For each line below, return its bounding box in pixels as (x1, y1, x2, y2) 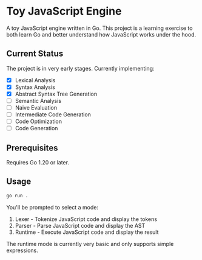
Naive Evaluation (15, 104, 58, 111)
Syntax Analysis (15, 83, 56, 91)
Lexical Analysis (15, 76, 56, 83)
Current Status (6, 49, 64, 59)
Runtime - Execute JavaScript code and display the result (15, 228, 159, 236)
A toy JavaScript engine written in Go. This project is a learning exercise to (6, 24, 193, 32)
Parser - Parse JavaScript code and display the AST (15, 222, 146, 229)
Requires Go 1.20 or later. (6, 159, 70, 166)
